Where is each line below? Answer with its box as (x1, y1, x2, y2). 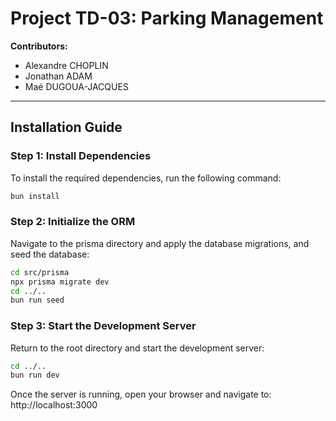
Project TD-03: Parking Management (10, 7, 324, 30)
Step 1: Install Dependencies (10, 149, 152, 163)
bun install (10, 191, 60, 201)
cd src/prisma (10, 267, 70, 277)
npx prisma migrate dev (10, 277, 110, 287)
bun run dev (10, 370, 60, 381)
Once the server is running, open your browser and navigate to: (10, 388, 272, 401)
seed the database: (10, 248, 90, 260)
